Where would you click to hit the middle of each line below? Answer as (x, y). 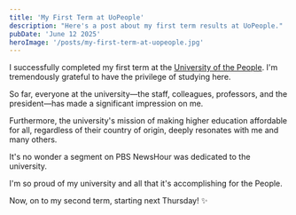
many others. (33, 139)
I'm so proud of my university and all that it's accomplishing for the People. (146, 184)
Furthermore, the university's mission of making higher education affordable (148, 121)
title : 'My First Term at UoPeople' (77, 17)
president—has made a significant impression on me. (106, 104)
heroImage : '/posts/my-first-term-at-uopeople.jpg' (106, 42)
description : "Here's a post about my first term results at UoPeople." (146, 26)
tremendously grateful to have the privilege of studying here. (120, 77)
